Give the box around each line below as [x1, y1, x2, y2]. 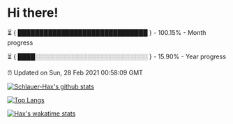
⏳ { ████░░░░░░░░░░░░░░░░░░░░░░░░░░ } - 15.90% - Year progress [7, 52, 227, 61]
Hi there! [7, 5, 59, 21]
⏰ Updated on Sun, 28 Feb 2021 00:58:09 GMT [7, 68, 143, 77]
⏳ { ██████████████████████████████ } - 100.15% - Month [7, 28, 206, 36]
